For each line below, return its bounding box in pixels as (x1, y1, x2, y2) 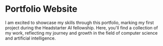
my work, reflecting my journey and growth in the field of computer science (5, 30, 158, 36)
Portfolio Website (5, 3, 78, 15)
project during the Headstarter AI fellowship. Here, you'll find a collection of (5, 24, 158, 30)
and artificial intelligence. (5, 35, 56, 41)
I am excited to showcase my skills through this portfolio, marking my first (5, 20, 154, 25)
